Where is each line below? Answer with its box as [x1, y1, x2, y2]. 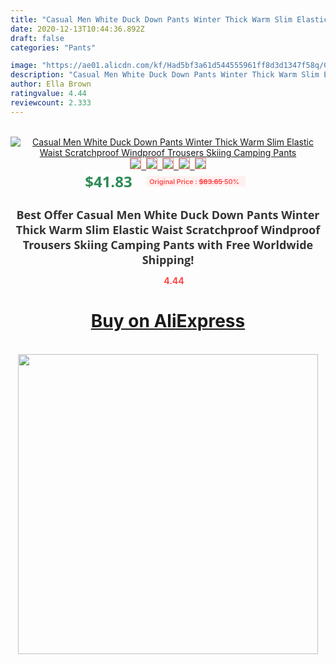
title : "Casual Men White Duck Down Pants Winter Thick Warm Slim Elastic [10, 14, 329, 25]
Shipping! [141, 251, 195, 268]
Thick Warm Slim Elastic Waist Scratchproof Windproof [15, 221, 321, 238]
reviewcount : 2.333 [10, 97, 92, 108]
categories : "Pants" [10, 42, 97, 53]
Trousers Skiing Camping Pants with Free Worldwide [22, 236, 314, 253]
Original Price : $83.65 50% [148, 176, 240, 186]
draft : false [10, 33, 65, 43]
